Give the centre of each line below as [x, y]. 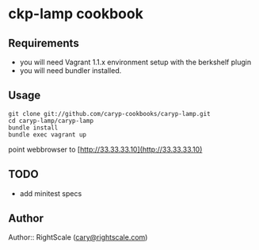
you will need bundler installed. [70, 71]
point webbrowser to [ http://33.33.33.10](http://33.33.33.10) [105, 149]
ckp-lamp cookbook [76, 14]
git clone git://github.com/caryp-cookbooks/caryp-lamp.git [110, 113]
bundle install [33, 128]
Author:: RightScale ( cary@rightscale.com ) [78, 237]
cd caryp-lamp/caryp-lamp [51, 121]
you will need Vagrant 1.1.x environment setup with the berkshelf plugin [135, 62]
